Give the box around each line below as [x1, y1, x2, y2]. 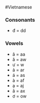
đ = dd [12, 28, 26, 34]
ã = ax [12, 88, 26, 94]
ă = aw [12, 56, 27, 62]
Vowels [5, 40, 24, 47]
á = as [12, 72, 26, 78]
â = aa [12, 51, 26, 57]
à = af [12, 77, 25, 83]
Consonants [5, 16, 36, 23]
